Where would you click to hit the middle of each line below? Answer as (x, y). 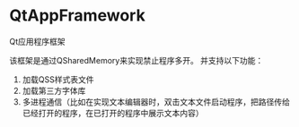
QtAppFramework (77, 16)
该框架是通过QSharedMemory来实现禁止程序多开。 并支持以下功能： (136, 60)
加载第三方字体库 (54, 90)
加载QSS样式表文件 (58, 79)
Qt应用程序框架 (37, 41)
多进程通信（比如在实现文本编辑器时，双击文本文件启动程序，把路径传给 (156, 102)
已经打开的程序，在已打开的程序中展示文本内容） (113, 113)
